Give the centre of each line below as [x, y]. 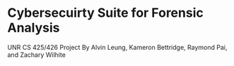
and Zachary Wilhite [36, 55]
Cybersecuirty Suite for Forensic [105, 13]
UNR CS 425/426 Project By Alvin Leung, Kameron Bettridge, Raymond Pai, [117, 47]
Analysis [34, 28]
